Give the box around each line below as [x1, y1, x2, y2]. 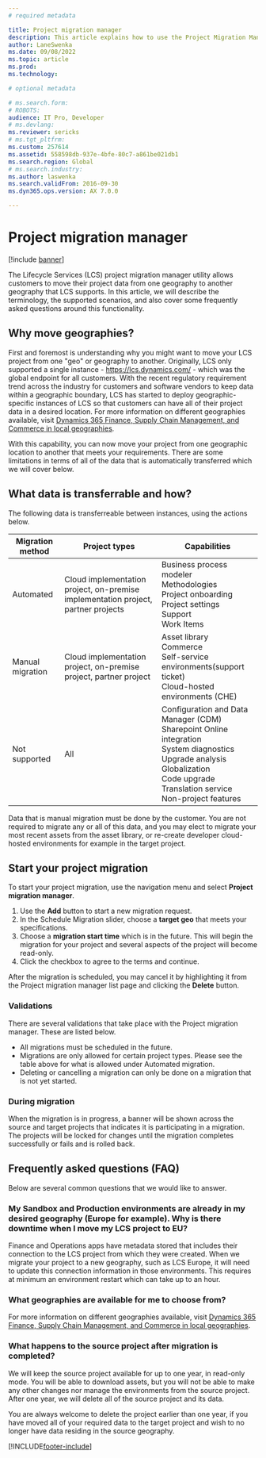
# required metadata [8, 11, 77, 20]
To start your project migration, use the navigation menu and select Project [8, 882, 253, 892]
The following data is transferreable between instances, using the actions [8, 508, 248, 518]
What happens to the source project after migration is [8, 1341, 218, 1352]
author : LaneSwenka [8, 40, 73, 48]
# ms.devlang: [8, 121, 55, 129]
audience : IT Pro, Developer [8, 113, 104, 121]
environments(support [161, 661, 245, 672]
